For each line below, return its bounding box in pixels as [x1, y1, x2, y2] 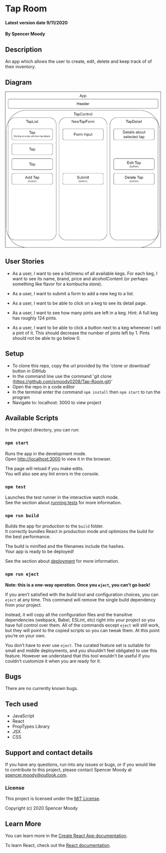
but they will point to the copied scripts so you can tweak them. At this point [5, 627, 160, 633]
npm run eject [5, 572, 39, 577]
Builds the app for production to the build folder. [5, 523, 104, 529]
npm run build [5, 513, 39, 518]
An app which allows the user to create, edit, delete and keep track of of [5, 58, 152, 64]
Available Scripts [5, 414, 58, 423]
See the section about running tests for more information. [5, 500, 122, 506]
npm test [5, 484, 26, 489]
